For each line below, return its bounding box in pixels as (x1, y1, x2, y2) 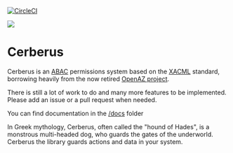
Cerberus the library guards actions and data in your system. (7, 137, 183, 146)
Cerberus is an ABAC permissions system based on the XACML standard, (7, 67, 220, 75)
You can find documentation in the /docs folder (7, 109, 144, 117)
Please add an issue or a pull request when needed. (7, 95, 157, 104)
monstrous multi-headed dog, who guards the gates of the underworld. (7, 130, 213, 138)
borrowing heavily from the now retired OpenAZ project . (7, 74, 170, 83)
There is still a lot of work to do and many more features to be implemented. (7, 88, 227, 96)
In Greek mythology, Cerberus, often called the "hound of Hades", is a (7, 122, 210, 131)
